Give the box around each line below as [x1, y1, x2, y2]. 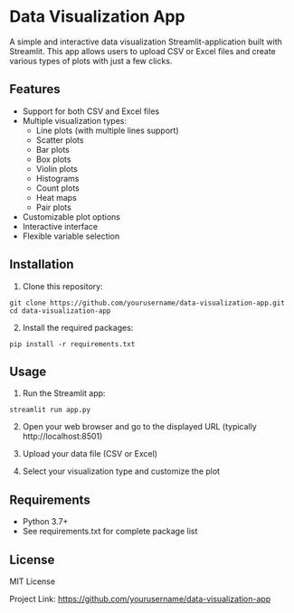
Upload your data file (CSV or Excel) [22, 448, 158, 459]
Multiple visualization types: [22, 115, 127, 126]
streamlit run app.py [9, 405, 91, 415]
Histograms [35, 173, 80, 184]
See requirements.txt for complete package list [22, 526, 198, 537]
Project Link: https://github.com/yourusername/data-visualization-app [9, 594, 271, 604]
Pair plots [35, 202, 72, 212]
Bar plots [35, 144, 71, 155]
